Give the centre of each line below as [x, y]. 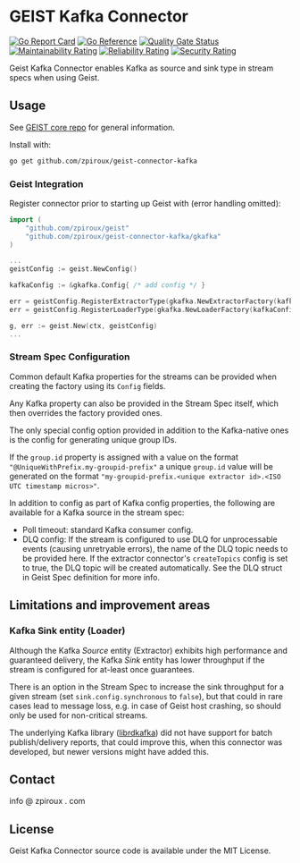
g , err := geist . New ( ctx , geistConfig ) [83, 326]
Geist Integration [46, 183]
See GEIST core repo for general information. [92, 127]
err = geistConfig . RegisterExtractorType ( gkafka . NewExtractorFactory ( [143, 301]
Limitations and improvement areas [110, 605]
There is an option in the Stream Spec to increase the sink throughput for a [146, 687]
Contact [32, 779]
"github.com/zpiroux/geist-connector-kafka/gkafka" [123, 236]
